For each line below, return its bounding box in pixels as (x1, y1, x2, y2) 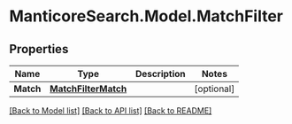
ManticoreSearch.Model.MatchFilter (9, 6, 284, 27)
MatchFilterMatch (50, 82, 127, 95)
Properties (9, 42, 69, 57)
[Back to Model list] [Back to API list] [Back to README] (9, 105, 212, 116)
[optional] (194, 82, 235, 95)
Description (135, 68, 186, 80)
